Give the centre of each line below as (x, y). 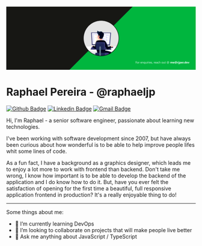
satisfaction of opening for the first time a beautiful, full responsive (89, 188)
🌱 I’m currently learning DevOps (54, 224)
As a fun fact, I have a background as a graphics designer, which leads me (99, 162)
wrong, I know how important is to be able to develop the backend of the (96, 176)
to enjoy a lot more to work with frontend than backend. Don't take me (93, 169)
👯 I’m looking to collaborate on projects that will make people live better (103, 230)
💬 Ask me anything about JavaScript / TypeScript (76, 236)
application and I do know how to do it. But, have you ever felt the (87, 182)
